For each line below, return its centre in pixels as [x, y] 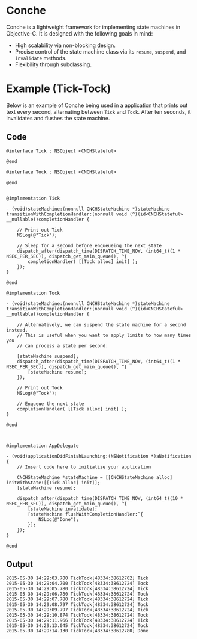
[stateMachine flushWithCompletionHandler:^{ [86, 514]
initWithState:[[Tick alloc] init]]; [53, 483]
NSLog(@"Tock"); [37, 393]
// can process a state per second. [63, 346]
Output [19, 564]
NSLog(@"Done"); [58, 519]
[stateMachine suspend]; [48, 356]
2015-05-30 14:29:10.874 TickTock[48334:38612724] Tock [77, 615]
